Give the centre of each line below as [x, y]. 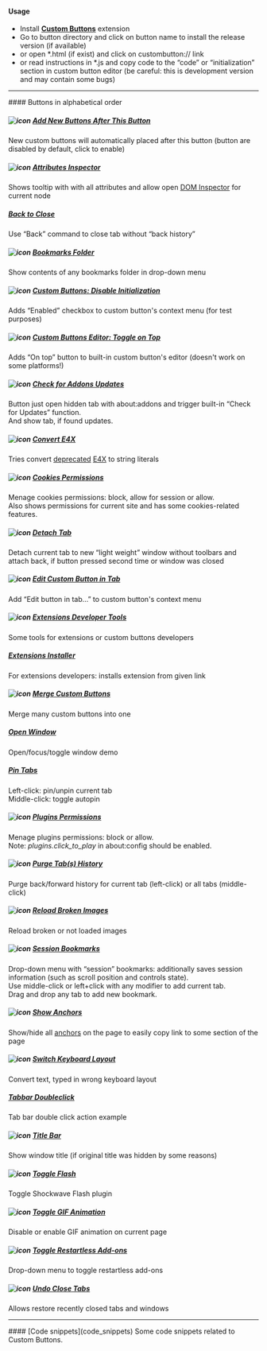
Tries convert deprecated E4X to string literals [83, 459]
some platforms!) [36, 366]
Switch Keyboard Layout [74, 1059]
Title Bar [47, 1136]
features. [23, 514]
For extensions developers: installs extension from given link [107, 675]
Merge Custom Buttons [72, 694]
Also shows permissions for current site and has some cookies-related [124, 506]
